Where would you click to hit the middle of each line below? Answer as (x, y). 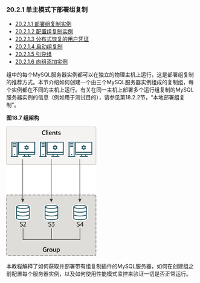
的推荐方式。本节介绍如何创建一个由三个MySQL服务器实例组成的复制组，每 (100, 82)
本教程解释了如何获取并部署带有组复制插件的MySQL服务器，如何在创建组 (98, 266)
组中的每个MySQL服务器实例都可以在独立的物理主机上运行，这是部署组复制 (100, 75)
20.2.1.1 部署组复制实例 (43, 24)
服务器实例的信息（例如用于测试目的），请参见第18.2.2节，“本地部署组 (93, 98)
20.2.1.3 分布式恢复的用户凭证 (52, 39)
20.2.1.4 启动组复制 (39, 47)
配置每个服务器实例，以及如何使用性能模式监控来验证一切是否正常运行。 (101, 274)
